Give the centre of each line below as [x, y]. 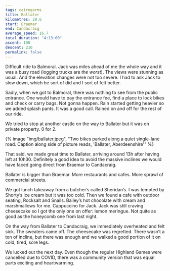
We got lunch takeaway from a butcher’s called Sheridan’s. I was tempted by [85, 189]
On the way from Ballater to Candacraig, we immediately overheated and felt [85, 226]
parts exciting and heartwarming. [40, 262]
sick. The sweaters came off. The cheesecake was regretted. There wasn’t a [85, 231]
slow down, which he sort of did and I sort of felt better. [63, 83]
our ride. [14, 114]
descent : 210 [19, 47]
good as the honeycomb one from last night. [51, 216]
